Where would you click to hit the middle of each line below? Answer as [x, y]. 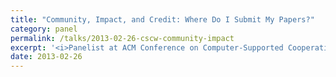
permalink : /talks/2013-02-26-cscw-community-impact [122, 38]
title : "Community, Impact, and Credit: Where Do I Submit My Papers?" [162, 19]
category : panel [44, 29]
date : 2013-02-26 [46, 57]
